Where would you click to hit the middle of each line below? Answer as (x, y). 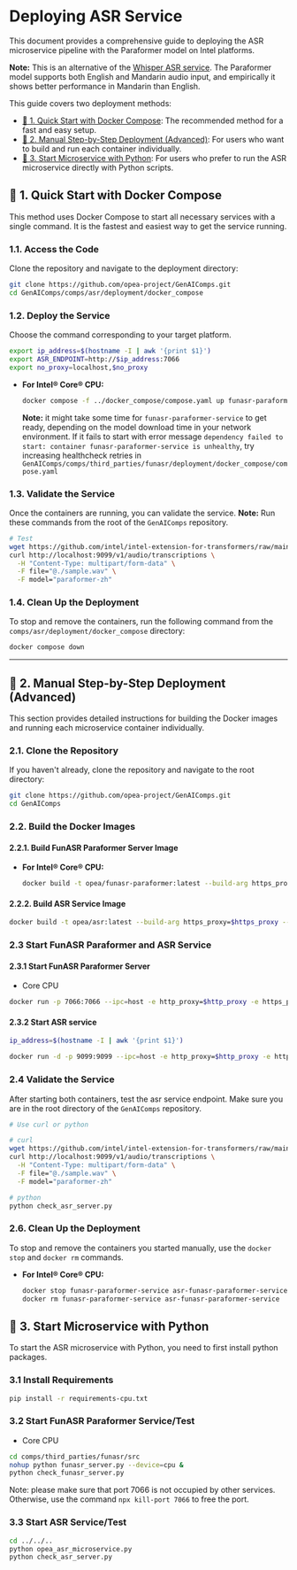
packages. (28, 1357)
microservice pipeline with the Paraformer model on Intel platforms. (132, 50)
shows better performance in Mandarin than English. (105, 86)
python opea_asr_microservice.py (71, 1549)
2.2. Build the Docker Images (72, 827)
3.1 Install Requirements (61, 1381)
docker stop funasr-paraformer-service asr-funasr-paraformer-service (155, 1290)
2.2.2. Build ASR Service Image (68, 903)
